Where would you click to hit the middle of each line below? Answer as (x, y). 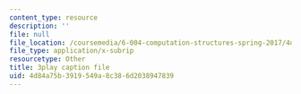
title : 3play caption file (60, 68)
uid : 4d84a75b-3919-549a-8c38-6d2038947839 (92, 76)
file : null (30, 34)
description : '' (39, 26)
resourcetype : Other (48, 59)
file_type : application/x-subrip (72, 51)
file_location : (38, 43)
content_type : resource (54, 17)
